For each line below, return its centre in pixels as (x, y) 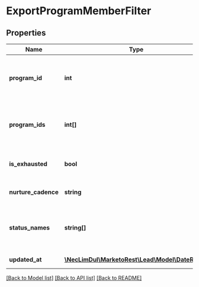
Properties (26, 33)
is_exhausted (28, 164)
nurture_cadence (34, 192)
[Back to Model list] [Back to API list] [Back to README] (74, 278)
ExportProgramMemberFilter (79, 11)
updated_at (25, 259)
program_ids (27, 125)
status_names (30, 228)
